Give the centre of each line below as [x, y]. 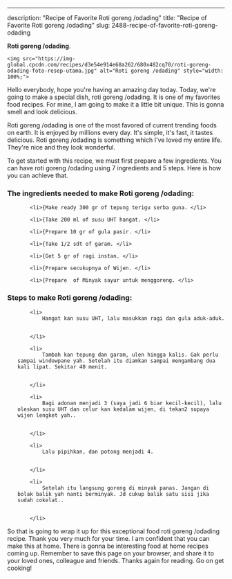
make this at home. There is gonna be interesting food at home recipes [108, 546]
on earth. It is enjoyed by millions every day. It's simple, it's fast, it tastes [110, 133]
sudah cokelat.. [40, 500]
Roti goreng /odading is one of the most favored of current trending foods [112, 125]
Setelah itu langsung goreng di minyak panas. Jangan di [126, 488]
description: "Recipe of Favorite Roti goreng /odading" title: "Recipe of [107, 18]
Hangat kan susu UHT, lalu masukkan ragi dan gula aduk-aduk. [134, 318]
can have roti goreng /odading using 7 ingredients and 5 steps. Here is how [114, 168]
